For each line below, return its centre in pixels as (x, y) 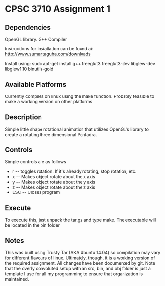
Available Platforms (36, 84)
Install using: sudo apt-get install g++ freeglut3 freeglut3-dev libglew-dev (80, 64)
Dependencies (28, 27)
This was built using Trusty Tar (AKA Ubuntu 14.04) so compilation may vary (83, 253)
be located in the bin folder (33, 225)
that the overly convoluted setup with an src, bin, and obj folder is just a (78, 269)
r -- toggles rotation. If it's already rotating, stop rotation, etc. (74, 171)
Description (23, 117)
